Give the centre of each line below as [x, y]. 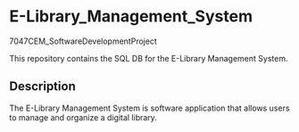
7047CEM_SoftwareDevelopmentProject [83, 41]
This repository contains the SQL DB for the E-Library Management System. [149, 58]
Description [42, 87]
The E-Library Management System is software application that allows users [149, 108]
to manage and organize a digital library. [83, 117]
